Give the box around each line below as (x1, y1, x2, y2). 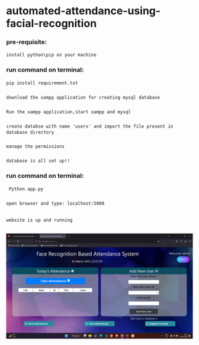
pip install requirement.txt (6, 80, 78, 86)
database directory (6, 129, 54, 135)
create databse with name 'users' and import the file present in (6, 123, 174, 129)
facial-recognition (6, 17, 97, 30)
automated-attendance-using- (6, 4, 161, 18)
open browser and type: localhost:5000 (6, 200, 105, 206)
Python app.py (8, 186, 44, 192)
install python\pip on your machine (6, 52, 97, 58)
